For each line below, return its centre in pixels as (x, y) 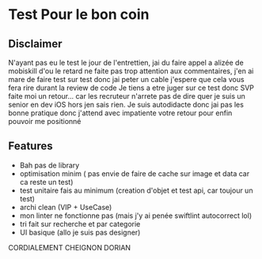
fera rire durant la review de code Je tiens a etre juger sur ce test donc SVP (131, 88)
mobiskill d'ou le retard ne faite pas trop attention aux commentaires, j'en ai (131, 71)
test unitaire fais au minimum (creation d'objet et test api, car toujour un (136, 190)
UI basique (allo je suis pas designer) (80, 232)
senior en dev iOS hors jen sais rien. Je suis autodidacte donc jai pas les (126, 105)
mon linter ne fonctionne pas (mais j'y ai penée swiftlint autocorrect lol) (135, 216)
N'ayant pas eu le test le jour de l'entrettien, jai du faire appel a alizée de (126, 62)
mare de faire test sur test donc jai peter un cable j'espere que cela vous (126, 79)
